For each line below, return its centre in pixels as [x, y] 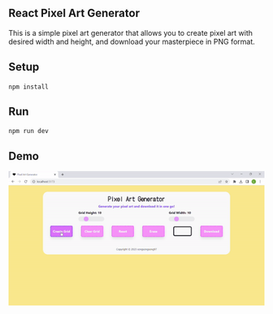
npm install [28, 87]
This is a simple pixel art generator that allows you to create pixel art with [131, 32]
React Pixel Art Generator [74, 13]
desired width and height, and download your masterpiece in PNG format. [132, 41]
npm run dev [28, 131]
